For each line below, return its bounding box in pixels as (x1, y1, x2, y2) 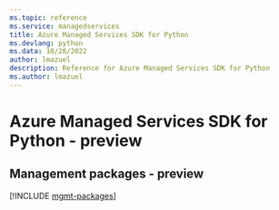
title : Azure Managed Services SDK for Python (9, 30, 189, 39)
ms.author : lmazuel (9, 72, 84, 81)
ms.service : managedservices (9, 22, 120, 31)
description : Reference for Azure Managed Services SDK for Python (9, 64, 271, 73)
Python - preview (9, 130, 143, 150)
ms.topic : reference (9, 13, 88, 23)
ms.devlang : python (9, 38, 84, 48)
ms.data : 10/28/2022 (9, 47, 88, 56)
